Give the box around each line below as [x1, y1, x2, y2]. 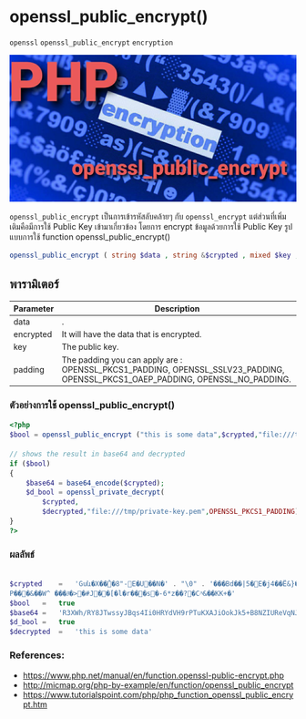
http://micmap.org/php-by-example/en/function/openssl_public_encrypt [22, 679, 294, 690]
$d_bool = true [9, 618, 76, 627]
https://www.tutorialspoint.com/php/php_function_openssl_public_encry [22, 689, 294, 700]
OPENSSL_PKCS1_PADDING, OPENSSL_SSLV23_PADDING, [61, 364, 285, 375]
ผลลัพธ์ [9, 548, 35, 560]
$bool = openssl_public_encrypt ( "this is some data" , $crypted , [9, 430, 259, 439]
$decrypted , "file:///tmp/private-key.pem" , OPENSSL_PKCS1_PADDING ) [42, 508, 300, 517]
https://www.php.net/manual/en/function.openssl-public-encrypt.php [22, 670, 285, 681]
